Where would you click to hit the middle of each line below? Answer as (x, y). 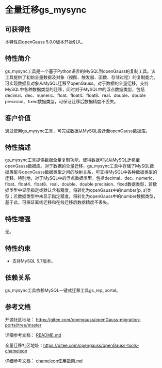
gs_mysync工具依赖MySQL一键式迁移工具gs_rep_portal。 (63, 290)
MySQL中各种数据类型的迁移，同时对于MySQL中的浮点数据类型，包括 (75, 89)
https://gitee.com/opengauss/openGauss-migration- (88, 320)
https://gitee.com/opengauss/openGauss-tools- (91, 345)
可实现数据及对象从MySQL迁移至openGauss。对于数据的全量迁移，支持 (77, 83)
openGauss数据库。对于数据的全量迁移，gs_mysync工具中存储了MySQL (78, 166)
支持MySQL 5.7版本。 (34, 261)
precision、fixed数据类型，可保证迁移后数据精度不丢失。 (62, 101)
